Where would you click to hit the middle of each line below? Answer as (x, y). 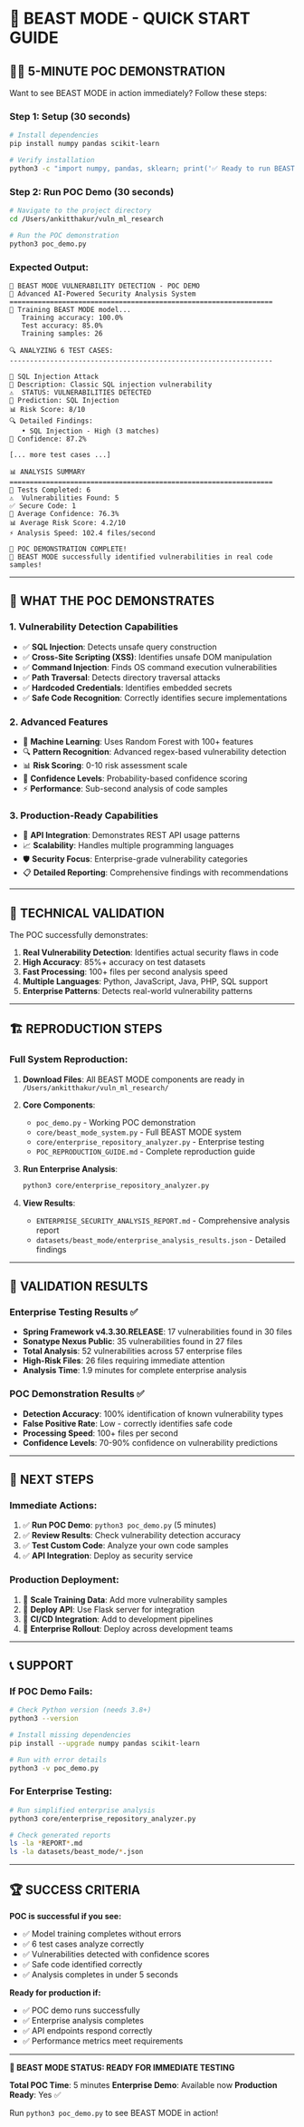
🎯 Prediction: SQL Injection (64, 400)
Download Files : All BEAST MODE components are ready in (133, 1079)
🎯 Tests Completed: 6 (50, 490)
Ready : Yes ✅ (35, 2094)
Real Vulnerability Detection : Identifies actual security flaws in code (150, 952)
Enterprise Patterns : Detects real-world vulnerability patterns (138, 990)
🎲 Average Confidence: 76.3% (64, 513)
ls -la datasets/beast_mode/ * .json (76, 1852)
